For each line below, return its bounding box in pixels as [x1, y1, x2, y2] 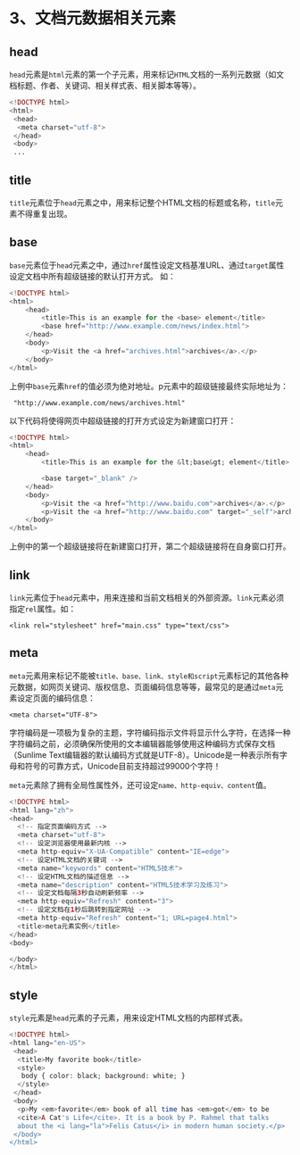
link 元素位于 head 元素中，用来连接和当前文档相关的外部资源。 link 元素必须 [9, 592, 284, 602]
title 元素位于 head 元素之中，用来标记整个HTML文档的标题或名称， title [9, 197, 276, 208]
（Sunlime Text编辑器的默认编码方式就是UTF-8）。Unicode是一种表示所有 [9, 749, 279, 760]
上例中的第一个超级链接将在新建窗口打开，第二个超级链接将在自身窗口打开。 [9, 541, 291, 552]
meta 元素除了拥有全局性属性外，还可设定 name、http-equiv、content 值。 [9, 779, 271, 790]
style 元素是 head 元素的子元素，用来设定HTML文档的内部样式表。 [9, 1012, 248, 1023]
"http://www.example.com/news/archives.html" [12, 398, 186, 407]
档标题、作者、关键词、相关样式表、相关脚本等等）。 [9, 80, 201, 90]
